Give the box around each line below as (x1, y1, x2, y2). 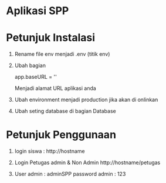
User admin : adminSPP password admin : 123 (14, 171, 126, 178)
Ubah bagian (14, 62, 46, 69)
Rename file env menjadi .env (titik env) (14, 51, 110, 58)
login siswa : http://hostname (14, 148, 85, 155)
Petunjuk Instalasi (6, 31, 96, 45)
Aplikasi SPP (6, 4, 69, 18)
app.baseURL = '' (14, 74, 57, 81)
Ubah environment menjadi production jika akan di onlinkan (14, 96, 158, 104)
